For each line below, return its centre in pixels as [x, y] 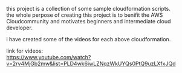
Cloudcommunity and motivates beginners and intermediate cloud [89, 21]
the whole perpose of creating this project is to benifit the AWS [85, 15]
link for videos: [25, 51]
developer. [20, 28]
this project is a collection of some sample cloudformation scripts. [88, 9]
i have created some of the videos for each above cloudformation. [89, 39]
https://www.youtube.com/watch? [49, 57]
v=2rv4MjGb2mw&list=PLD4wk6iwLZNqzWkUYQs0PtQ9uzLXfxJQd [91, 63]
